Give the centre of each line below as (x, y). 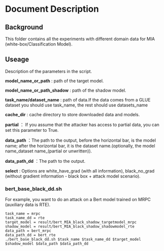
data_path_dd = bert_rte (30, 235)
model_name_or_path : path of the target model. (55, 81)
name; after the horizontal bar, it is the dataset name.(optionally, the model (80, 146)
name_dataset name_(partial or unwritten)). (48, 151)
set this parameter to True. (32, 130)
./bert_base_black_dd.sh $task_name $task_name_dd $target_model (73, 239)
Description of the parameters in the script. (48, 71)
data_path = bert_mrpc (28, 231)
